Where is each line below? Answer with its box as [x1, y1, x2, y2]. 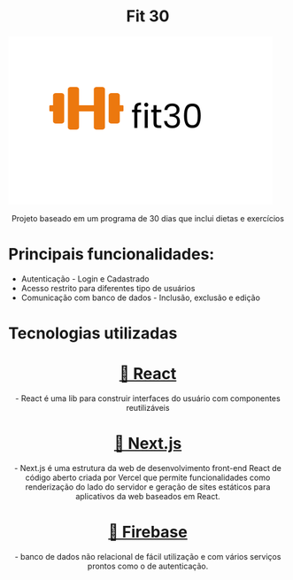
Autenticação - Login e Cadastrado [20, 273, 150, 284]
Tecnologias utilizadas [8, 323, 178, 344]
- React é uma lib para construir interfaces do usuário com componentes [15, 393, 281, 404]
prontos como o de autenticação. [87, 561, 209, 571]
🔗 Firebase [108, 522, 188, 542]
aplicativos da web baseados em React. [75, 491, 220, 501]
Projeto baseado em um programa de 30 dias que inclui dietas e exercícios [11, 213, 285, 223]
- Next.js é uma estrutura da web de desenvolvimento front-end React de [13, 462, 282, 473]
